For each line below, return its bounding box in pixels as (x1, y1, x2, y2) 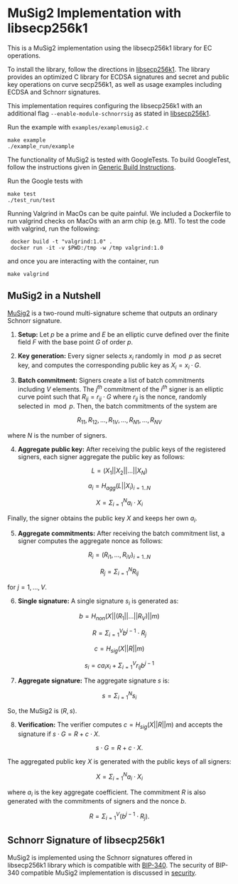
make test (7, 190, 37, 197)
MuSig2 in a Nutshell (7, 290, 101, 302)
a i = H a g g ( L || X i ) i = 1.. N (87, 482, 151, 492)
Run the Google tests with (7, 177, 83, 185)
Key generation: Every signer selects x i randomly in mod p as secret (17, 351, 222, 362)
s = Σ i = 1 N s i (102, 690, 137, 702)
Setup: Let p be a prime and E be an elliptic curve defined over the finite (17, 330, 229, 339)
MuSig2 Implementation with (7, 5, 182, 21)
